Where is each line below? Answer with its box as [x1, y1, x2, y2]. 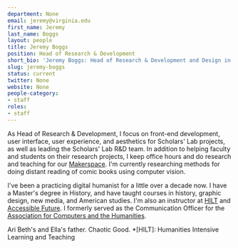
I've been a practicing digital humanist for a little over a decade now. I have [7, 181, 227, 190]
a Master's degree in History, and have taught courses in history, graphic [7, 188, 222, 197]
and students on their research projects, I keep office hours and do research [7, 152, 232, 160]
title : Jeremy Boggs [7, 43, 69, 51]
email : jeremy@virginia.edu [7, 17, 91, 24]
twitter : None [7, 76, 50, 84]
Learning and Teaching [7, 232, 76, 241]
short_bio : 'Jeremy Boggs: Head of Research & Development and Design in [7, 57, 232, 64]
